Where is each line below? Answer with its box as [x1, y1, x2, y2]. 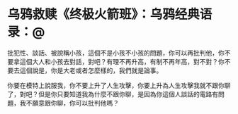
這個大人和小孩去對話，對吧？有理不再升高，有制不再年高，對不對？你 [19, 57, 225, 65]
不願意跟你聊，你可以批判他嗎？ [25, 99, 119, 107]
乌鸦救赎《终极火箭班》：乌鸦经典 [7, 6, 200, 23]
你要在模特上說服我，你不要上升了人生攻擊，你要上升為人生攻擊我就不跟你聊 [7, 81, 231, 89]
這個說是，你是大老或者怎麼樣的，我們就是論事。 [19, 66, 163, 75]
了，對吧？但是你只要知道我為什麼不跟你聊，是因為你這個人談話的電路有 [7, 89, 218, 99]
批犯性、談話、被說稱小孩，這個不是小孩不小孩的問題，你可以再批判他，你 [7, 49, 225, 57]
